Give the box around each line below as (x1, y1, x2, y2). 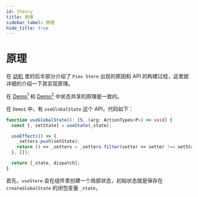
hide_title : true (6, 25, 49, 31)
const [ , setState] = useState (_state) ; (11, 122, 112, 128)
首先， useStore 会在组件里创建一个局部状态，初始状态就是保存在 (6, 177, 163, 184)
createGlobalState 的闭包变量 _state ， (6, 184, 101, 191)
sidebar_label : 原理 (6, 19, 55, 25)
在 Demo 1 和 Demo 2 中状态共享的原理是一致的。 (6, 92, 123, 100)
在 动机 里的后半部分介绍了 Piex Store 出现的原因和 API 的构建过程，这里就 (6, 73, 189, 80)
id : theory (6, 8, 33, 15)
